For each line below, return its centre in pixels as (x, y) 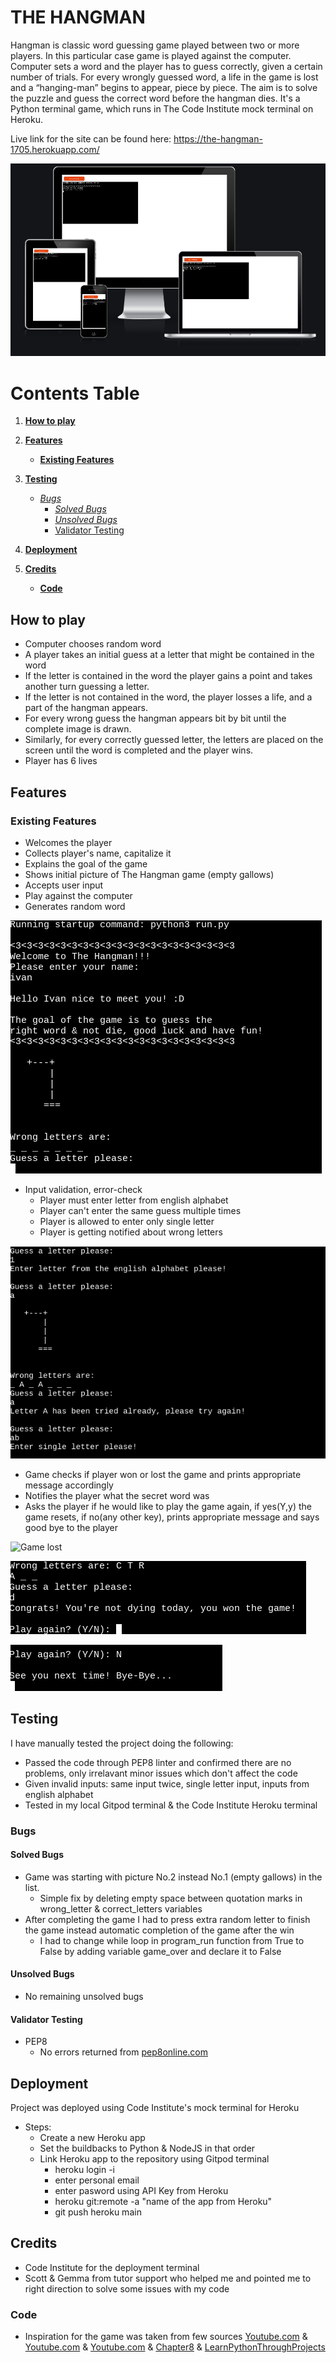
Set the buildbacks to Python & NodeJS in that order (147, 2148)
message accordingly (69, 1485)
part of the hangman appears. (86, 708)
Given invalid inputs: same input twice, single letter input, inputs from (167, 1783)
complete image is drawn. (78, 729)
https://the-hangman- (218, 138)
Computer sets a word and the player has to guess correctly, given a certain (166, 66)
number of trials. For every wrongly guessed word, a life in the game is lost (164, 77)
